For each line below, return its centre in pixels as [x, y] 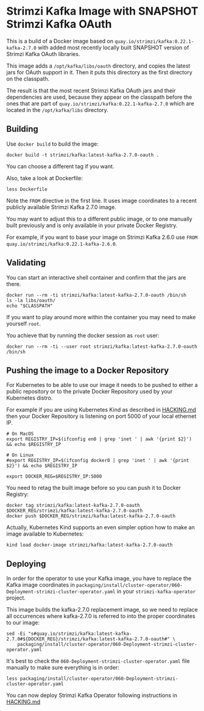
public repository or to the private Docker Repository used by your [90, 392]
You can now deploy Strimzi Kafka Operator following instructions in [92, 695]
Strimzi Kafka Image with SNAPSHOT [102, 11]
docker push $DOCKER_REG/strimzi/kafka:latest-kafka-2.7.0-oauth [91, 516]
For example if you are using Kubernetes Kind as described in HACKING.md [101, 410]
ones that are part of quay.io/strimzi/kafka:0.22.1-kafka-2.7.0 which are [100, 103]
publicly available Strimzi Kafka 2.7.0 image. [62, 207]
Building [22, 129]
